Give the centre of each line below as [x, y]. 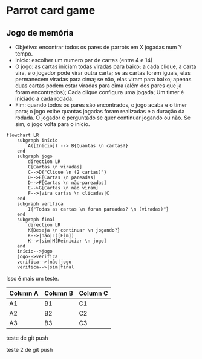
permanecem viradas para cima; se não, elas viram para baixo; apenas [103, 79]
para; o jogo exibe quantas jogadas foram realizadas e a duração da [100, 111]
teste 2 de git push [30, 350]
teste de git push [27, 338]
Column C [93, 293]
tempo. [24, 54]
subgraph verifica [40, 204]
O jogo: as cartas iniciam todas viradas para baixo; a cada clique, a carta [106, 66]
